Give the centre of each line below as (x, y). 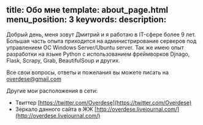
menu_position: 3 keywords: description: (86, 20)
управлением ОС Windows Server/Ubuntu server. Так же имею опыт (95, 47)
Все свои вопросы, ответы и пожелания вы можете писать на (88, 72)
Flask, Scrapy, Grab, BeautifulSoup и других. (63, 60)
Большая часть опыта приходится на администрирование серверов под (101, 41)
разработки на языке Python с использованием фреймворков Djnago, (98, 54)
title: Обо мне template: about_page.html (87, 10)
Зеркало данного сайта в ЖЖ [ (56, 109)
